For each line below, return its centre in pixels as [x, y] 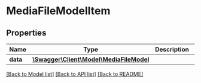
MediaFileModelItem [58, 11]
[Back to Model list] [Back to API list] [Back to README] [75, 74]
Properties [26, 33]
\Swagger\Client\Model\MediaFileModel [91, 59]
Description [172, 50]
